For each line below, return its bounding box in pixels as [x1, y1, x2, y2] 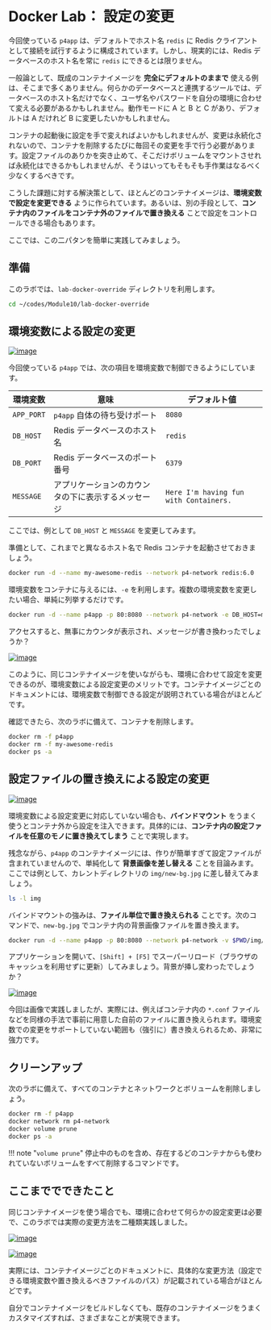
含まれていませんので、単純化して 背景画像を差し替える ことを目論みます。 [8, 858, 258, 868]
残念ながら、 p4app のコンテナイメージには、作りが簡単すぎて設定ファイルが [8, 848, 262, 857]
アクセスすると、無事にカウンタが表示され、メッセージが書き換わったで [8, 627, 248, 636]
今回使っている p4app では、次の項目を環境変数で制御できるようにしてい [8, 363, 249, 373]
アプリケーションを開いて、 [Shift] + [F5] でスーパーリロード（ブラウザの [8, 952, 258, 961]
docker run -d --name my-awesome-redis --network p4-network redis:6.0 [8, 569, 254, 577]
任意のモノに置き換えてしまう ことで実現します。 [29, 831, 194, 840]
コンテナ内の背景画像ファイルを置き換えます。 [88, 920, 244, 930]
